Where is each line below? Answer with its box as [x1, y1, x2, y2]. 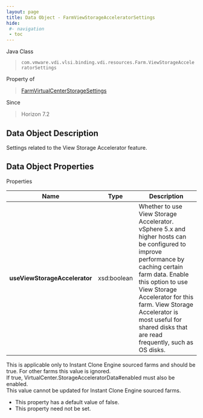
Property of [6, 76, 35, 83]
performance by [138, 255, 185, 263]
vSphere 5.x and [138, 225, 186, 233]
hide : [6, 20, 20, 26]
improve [138, 247, 162, 256]
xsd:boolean [97, 274, 133, 282]
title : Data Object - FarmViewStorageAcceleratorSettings [6, 14, 155, 21]
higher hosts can [138, 232, 187, 240]
